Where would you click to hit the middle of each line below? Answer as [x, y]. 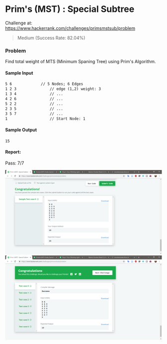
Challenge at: [19, 23]
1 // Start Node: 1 [45, 119]
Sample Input [19, 73]
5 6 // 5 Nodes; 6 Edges [44, 84]
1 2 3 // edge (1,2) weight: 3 [53, 89]
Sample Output [21, 130]
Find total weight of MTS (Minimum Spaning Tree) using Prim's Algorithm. [81, 62]
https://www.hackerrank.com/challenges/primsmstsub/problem [70, 28]
